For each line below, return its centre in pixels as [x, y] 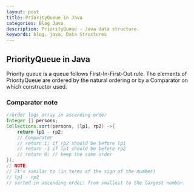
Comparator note [32, 102]
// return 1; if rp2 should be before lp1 [72, 143]
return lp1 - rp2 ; [40, 132]
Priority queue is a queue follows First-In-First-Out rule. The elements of [97, 74]
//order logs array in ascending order [57, 115]
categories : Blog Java [35, 23]
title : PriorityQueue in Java [45, 18]
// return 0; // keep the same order [65, 155]
